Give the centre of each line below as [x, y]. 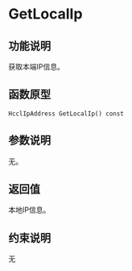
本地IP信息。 [29, 210]
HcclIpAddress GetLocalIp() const [66, 114]
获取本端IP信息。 [36, 67]
